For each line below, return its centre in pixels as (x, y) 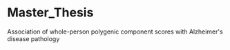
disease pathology (33, 38)
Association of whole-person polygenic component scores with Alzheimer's (115, 32)
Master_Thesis (50, 13)
